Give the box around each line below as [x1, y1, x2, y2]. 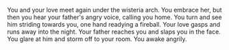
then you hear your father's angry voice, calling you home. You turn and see [7, 13, 222, 21]
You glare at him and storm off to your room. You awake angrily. [7, 35, 187, 43]
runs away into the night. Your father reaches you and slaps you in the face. [7, 27, 221, 36]
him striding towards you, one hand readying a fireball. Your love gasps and [7, 21, 221, 28]
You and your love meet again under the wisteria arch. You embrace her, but [7, 6, 222, 14]
